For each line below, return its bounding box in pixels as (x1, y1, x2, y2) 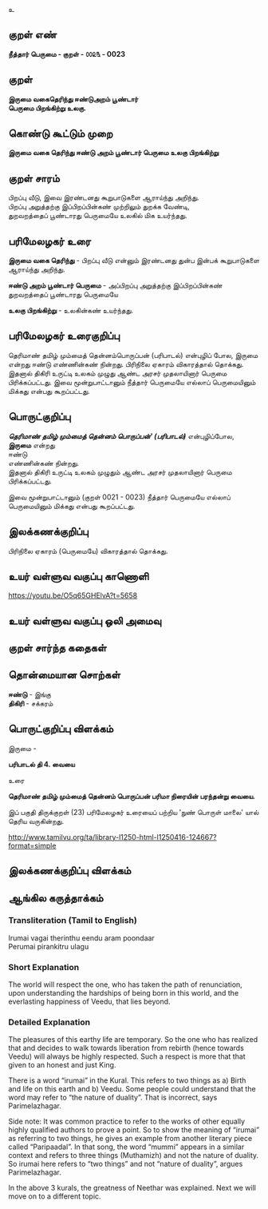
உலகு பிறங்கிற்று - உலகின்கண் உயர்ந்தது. (8, 305, 134, 316)
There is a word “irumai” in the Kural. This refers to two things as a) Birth (8, 1076, 246, 1085)
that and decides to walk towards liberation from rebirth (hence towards (8, 1044, 245, 1053)
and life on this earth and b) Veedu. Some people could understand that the (8, 1084, 257, 1094)
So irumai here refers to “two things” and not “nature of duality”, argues (8, 1159, 243, 1169)
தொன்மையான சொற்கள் (8, 668, 121, 682)
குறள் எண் (8, 28, 57, 42)
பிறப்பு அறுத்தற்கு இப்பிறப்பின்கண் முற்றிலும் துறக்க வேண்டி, (8, 201, 190, 212)
